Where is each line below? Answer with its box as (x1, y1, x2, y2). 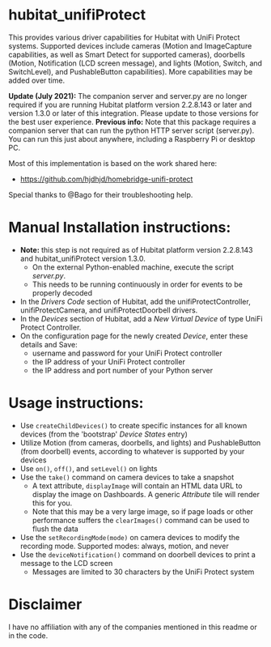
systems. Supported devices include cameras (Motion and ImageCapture (8, 40, 252, 50)
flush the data (32, 524, 78, 534)
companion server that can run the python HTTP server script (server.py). (8, 126, 255, 135)
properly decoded (32, 287, 93, 297)
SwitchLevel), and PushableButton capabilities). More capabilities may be (8, 66, 253, 76)
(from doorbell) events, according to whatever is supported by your (19, 446, 245, 456)
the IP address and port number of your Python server (32, 365, 214, 375)
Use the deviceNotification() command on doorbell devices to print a (19, 549, 256, 560)
